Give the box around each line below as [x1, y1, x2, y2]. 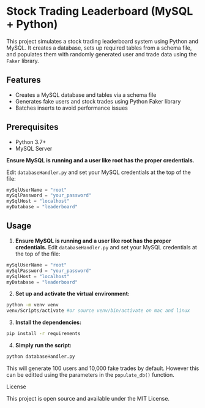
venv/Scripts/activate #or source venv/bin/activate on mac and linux [6, 308, 190, 314]
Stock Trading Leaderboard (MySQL [6, 4, 193, 18]
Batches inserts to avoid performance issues [15, 104, 129, 111]
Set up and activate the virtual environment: [15, 290, 130, 298]
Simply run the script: [15, 342, 72, 349]
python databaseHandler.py [6, 353, 75, 360]
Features [6, 75, 41, 85]
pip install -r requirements [6, 331, 81, 337]
